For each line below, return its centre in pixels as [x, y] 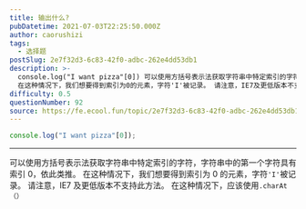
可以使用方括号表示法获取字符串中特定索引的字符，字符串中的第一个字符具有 [153, 163]
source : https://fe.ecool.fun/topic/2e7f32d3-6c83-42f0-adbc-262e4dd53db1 [154, 111]
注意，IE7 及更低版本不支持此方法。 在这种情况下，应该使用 [147, 185]
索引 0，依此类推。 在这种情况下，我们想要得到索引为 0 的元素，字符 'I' [145, 174]
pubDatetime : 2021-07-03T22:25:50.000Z [85, 26]
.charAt [273, 186]
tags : [20, 43]
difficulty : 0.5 [40, 94]
